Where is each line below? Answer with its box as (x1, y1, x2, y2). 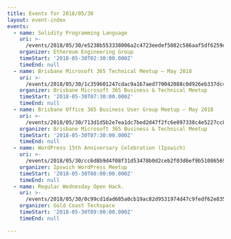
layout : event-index (7, 17, 67, 23)
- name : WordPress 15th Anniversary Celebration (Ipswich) (13, 145, 186, 152)
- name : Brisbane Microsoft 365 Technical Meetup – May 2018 (13, 67, 192, 74)
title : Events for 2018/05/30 (7, 10, 94, 17)
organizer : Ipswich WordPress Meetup (19, 163, 128, 171)
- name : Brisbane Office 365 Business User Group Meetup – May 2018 (13, 106, 214, 113)
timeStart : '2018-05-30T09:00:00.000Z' (19, 209, 134, 216)
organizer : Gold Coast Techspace (19, 202, 115, 209)
